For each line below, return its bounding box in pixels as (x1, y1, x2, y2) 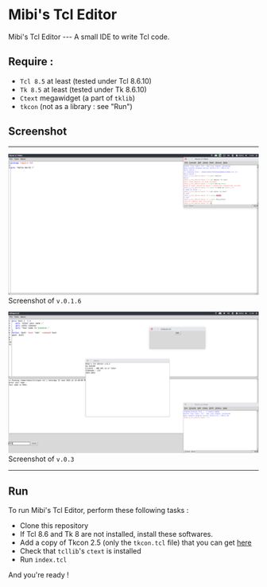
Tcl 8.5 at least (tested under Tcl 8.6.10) (19, 76, 153, 85)
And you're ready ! (8, 570, 69, 580)
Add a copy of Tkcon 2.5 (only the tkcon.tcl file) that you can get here (19, 538, 252, 547)
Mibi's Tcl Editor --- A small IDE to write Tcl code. (8, 32, 170, 41)
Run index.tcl (19, 555, 68, 565)
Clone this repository (19, 521, 89, 530)
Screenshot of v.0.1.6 (8, 296, 82, 306)
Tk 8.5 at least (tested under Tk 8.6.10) (19, 84, 147, 94)
